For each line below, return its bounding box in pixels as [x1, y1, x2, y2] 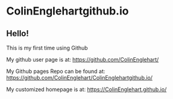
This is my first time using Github [6, 44, 89, 51]
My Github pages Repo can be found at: [6, 68, 105, 75]
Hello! [6, 28, 29, 39]
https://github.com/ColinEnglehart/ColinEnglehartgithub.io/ [6, 74, 153, 81]
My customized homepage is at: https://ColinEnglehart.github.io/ [6, 86, 167, 93]
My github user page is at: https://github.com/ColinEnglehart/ [6, 56, 159, 63]
